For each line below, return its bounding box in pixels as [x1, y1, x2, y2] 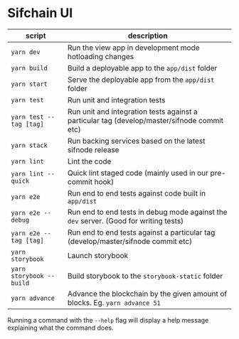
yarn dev [11, 48, 41, 56]
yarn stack [11, 141, 48, 149]
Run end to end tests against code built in [67, 188, 206, 198]
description [127, 31, 169, 41]
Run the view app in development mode [67, 43, 201, 53]
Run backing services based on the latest [67, 136, 206, 146]
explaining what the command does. [7, 323, 114, 332]
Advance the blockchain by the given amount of [67, 289, 228, 298]
